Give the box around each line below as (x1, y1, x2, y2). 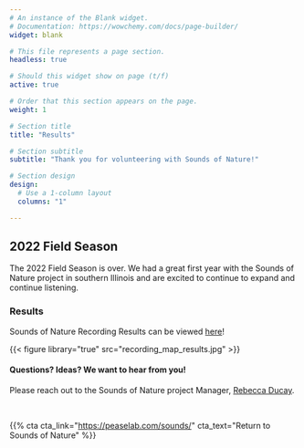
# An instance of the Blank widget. (9, 13, 149, 23)
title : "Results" (9, 130, 76, 140)
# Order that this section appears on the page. (9, 97, 198, 106)
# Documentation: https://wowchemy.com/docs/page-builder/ (9, 22, 239, 31)
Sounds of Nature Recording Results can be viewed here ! (9, 326, 225, 337)
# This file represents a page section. (9, 47, 166, 56)
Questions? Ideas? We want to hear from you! (9, 364, 187, 375)
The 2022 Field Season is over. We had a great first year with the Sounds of (9, 263, 295, 274)
